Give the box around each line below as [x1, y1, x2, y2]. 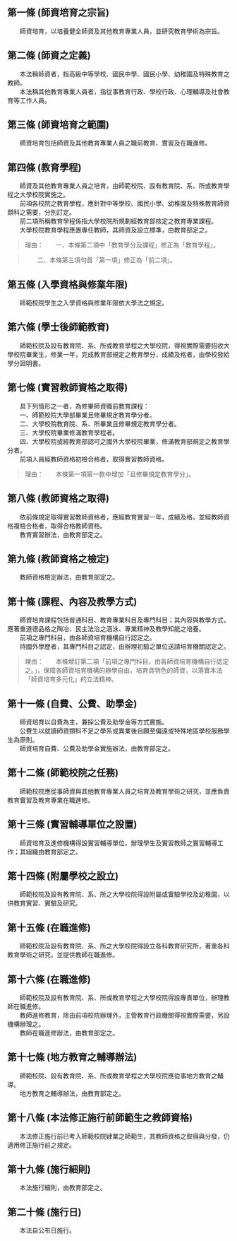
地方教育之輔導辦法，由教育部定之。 [19, 1089, 125, 1098]
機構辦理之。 [7, 1020, 44, 1028]
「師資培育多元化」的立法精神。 [24, 675, 118, 683]
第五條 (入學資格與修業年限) [7, 278, 128, 290]
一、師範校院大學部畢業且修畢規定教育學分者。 [19, 411, 156, 419]
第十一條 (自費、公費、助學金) [7, 698, 138, 710]
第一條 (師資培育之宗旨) [7, 6, 109, 19]
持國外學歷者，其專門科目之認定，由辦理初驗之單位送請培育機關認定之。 [19, 642, 230, 651]
